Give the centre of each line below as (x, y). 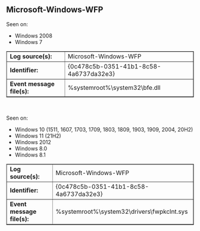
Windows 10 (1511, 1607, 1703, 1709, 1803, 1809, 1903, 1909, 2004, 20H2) (104, 129)
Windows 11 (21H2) (38, 136)
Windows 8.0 (31, 148)
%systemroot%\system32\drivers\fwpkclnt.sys (122, 211)
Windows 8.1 (30, 155)
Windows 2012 (33, 142)
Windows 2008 (33, 36)
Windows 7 (29, 42)
